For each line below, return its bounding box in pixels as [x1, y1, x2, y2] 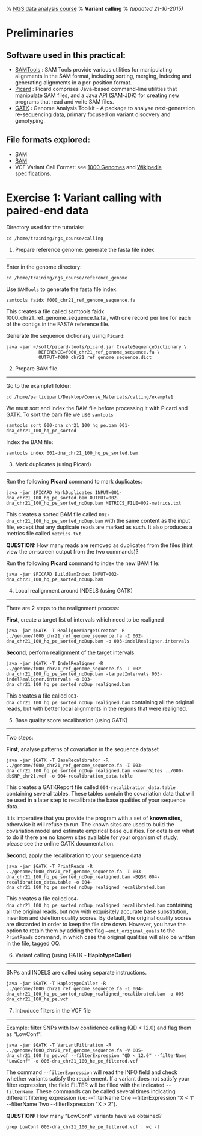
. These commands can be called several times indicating [32, 1087, 176, 1095]
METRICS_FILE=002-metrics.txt [105, 500, 182, 506]
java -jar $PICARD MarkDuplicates [6, 489, 93, 496]
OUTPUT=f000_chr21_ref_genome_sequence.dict [38, 354, 152, 360]
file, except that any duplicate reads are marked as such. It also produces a [6, 523, 192, 531]
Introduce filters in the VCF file [14, 1006, 91, 1014]
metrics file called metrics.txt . [6, 529, 83, 537]
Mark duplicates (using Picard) [14, 460, 91, 467]
